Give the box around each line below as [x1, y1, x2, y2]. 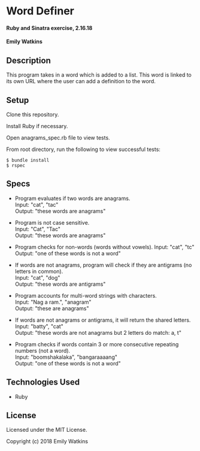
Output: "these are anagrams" [14, 304, 89, 312]
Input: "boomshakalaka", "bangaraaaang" [14, 353, 118, 361]
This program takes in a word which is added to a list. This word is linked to [6, 71, 192, 78]
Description [6, 55, 51, 65]
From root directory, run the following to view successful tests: [6, 146, 160, 153]
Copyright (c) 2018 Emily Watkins [6, 438, 89, 445]
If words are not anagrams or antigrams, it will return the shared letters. [14, 316, 191, 323]
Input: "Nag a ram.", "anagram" [14, 298, 92, 305]
